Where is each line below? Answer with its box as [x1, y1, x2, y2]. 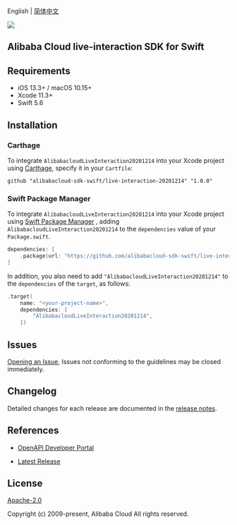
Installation [7, 119, 58, 131]
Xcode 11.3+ [17, 91, 53, 99]
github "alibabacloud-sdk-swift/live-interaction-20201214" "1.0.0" [7, 177, 213, 184]
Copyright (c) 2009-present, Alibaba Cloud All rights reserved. [7, 509, 189, 518]
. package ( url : [20, 253, 61, 260]
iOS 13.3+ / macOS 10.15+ [17, 84, 92, 92]
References [7, 425, 59, 437]
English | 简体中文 [7, 7, 59, 15]
